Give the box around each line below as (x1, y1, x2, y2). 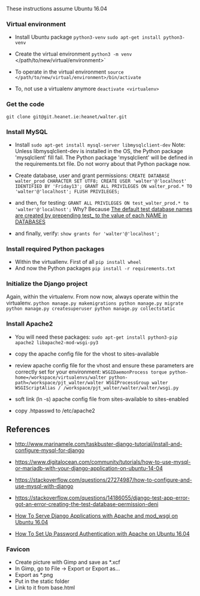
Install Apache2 (6, 320, 53, 328)
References (6, 424, 50, 434)
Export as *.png (14, 571, 53, 578)
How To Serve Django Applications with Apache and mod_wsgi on (14, 512, 178, 519)
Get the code (6, 100, 45, 108)
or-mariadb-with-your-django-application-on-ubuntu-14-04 (14, 464, 163, 472)
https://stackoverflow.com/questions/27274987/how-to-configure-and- (14, 476, 193, 484)
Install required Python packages (6, 245, 105, 253)
